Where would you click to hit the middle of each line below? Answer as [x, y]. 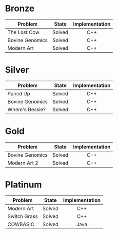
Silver [17, 70]
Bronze [20, 9]
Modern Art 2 [23, 163]
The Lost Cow [24, 32]
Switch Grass [23, 216]
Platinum [24, 185]
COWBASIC [21, 224]
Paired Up [19, 93]
